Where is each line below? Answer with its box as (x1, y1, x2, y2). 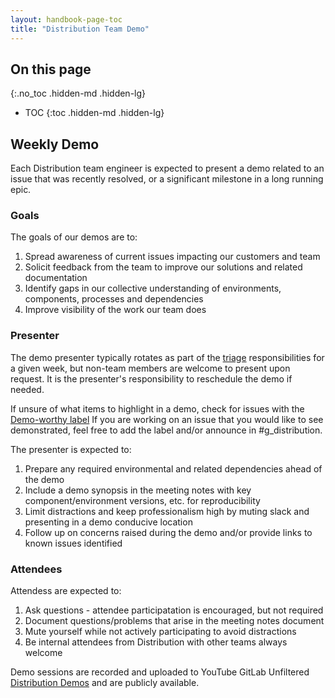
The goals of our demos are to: (10, 231, 138, 243)
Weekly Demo (10, 136, 100, 153)
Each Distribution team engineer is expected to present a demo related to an (10, 162, 325, 175)
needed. (10, 383, 45, 395)
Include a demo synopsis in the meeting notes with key (24, 484, 252, 496)
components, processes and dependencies (24, 293, 204, 305)
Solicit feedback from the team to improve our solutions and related (24, 261, 303, 273)
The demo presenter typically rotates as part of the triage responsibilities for (10, 351, 325, 363)
